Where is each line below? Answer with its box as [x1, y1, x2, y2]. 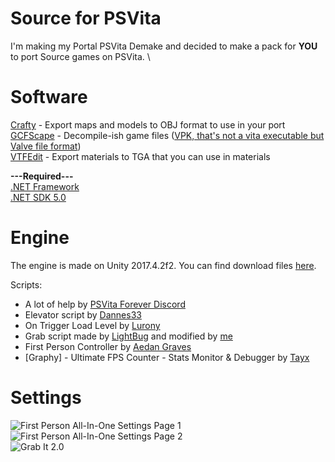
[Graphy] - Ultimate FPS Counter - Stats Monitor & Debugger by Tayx [24, 351, 310, 363]
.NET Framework [10, 180, 80, 192]
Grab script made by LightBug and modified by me [24, 330, 233, 342]
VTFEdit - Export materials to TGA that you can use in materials [10, 150, 271, 162]
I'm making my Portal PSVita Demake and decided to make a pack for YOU [10, 40, 318, 52]
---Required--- [10, 170, 74, 182]
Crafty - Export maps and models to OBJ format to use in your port [10, 118, 286, 131]
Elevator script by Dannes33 [24, 308, 142, 321]
